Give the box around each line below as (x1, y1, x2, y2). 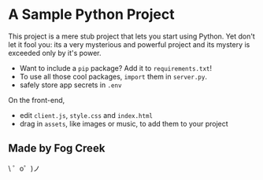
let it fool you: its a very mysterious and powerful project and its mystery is (8, 39, 250, 49)
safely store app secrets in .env (19, 80, 122, 90)
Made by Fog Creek (8, 141, 106, 155)
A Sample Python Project (8, 6, 175, 24)
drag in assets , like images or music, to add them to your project (19, 119, 228, 128)
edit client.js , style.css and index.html (19, 110, 154, 119)
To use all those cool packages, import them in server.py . (19, 72, 207, 81)
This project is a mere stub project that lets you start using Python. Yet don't (8, 31, 256, 41)
